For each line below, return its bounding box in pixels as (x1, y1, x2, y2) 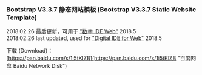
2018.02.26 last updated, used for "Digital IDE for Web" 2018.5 (6, 34, 163, 42)
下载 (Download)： (6, 47, 53, 54)
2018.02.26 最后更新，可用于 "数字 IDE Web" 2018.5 (6, 28, 136, 35)
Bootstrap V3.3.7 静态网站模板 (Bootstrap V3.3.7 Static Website (6, 5, 197, 13)
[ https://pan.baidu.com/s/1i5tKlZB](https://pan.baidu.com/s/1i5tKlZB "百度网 (6, 54, 197, 62)
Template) (6, 13, 38, 22)
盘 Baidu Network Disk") (6, 62, 67, 70)
